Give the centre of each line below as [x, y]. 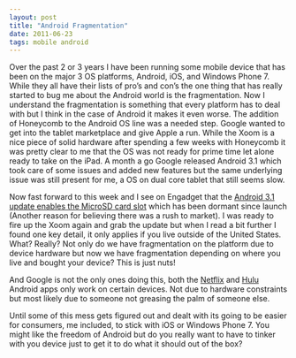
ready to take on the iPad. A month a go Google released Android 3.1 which [145, 161]
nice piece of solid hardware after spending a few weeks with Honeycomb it [148, 142]
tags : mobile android [49, 42]
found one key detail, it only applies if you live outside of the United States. [145, 234]
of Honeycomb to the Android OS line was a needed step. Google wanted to [147, 124]
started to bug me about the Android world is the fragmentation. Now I [137, 95]
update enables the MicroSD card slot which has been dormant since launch [148, 206]
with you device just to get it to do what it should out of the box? [126, 344]
